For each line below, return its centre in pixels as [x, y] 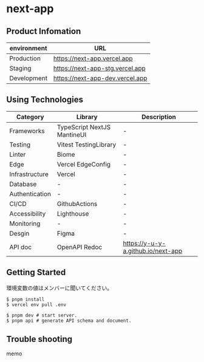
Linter [18, 154]
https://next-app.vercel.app [93, 58]
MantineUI [72, 134]
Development [28, 78]
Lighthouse [73, 213]
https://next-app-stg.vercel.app [99, 68]
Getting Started [36, 272]
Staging [20, 68]
